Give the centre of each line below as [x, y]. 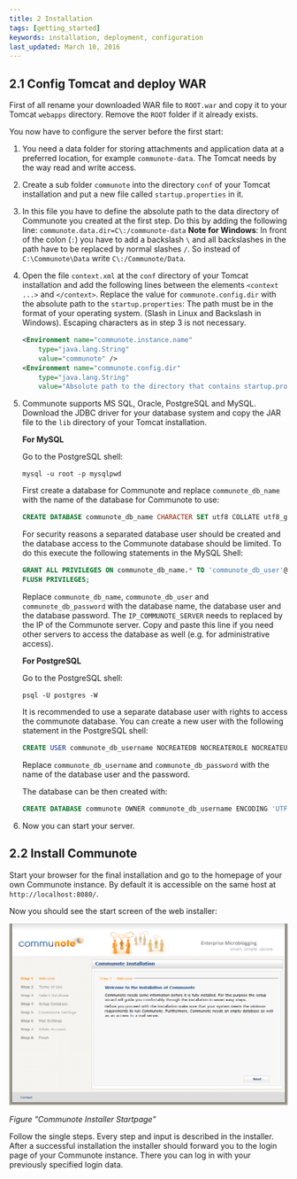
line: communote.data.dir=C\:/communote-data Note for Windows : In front [154, 230]
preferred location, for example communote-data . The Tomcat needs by [149, 159]
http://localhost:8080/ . [54, 894]
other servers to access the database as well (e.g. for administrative [146, 634]
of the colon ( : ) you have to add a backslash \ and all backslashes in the [154, 240]
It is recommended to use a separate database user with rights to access [155, 711]
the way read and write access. [79, 167]
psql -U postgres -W [60, 695]
